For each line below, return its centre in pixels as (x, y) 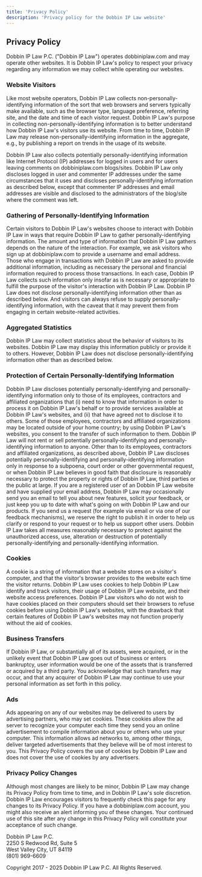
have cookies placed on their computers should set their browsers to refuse (100, 603)
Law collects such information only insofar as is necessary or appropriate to (100, 280)
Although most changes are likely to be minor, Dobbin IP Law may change (98, 786)
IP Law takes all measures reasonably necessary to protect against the (94, 530)
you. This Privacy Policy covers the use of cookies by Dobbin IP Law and (96, 751)
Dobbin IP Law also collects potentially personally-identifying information (97, 155)
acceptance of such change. (42, 824)
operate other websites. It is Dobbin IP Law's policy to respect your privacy (99, 63)
